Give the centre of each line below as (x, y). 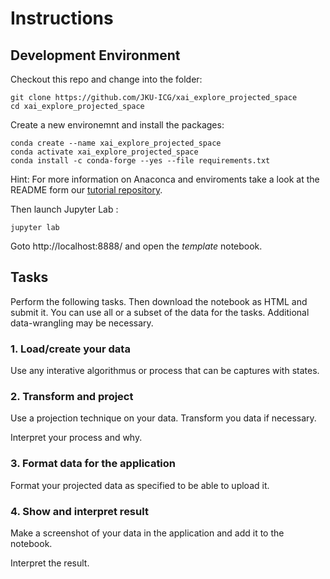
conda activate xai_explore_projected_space (104, 152)
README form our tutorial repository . (86, 190)
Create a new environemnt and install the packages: (117, 125)
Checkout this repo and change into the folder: (106, 79)
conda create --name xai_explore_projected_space (116, 143)
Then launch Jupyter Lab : (64, 209)
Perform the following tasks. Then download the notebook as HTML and (159, 301)
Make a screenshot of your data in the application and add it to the (147, 533)
